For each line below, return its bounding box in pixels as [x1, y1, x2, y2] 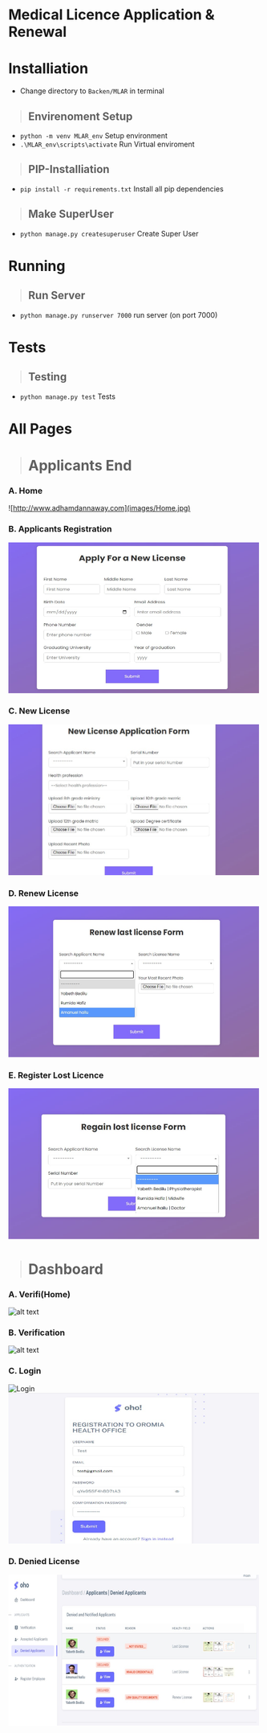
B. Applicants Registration [8, 524, 112, 535]
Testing [27, 370, 67, 384]
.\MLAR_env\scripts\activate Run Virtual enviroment [19, 139, 195, 149]
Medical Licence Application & [8, 6, 215, 24]
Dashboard [27, 1260, 104, 1278]
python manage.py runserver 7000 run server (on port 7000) [19, 310, 218, 319]
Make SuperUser [27, 207, 115, 221]
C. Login [8, 1365, 42, 1377]
